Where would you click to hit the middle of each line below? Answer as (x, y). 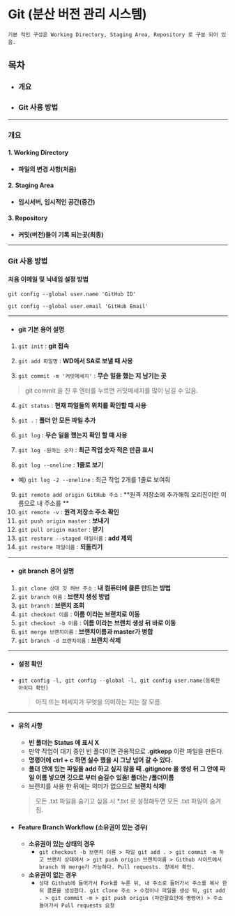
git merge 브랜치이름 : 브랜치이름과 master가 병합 (85, 631)
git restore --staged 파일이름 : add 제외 (75, 538)
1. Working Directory (38, 153)
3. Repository (28, 218)
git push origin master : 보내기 (63, 521)
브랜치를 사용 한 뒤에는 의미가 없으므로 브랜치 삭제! (97, 786)
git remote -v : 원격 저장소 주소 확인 (68, 512)
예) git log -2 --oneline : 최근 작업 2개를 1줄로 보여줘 (94, 480)
